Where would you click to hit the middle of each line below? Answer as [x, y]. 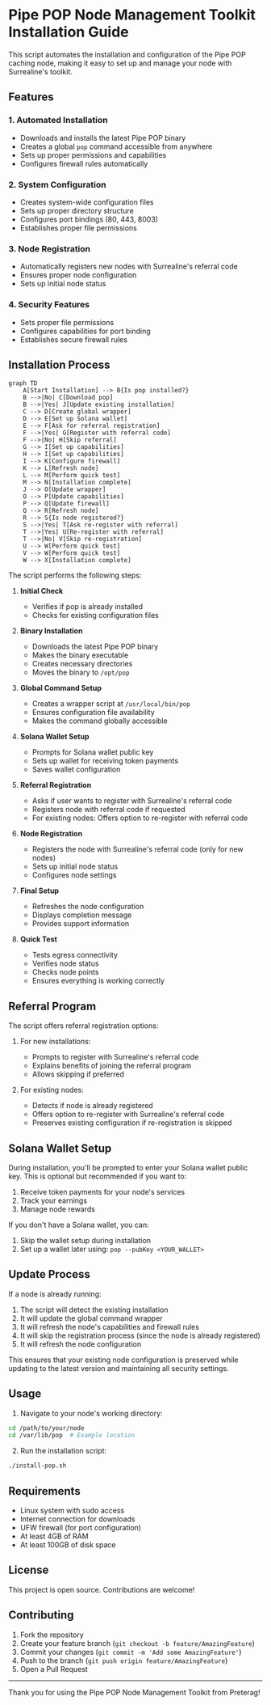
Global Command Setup [61, 688]
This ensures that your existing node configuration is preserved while [124, 1360]
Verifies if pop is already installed [88, 607]
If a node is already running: [55, 1294]
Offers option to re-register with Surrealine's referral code [128, 1115]
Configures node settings [74, 875]
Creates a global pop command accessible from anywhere [116, 146]
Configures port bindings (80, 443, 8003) [89, 219]
